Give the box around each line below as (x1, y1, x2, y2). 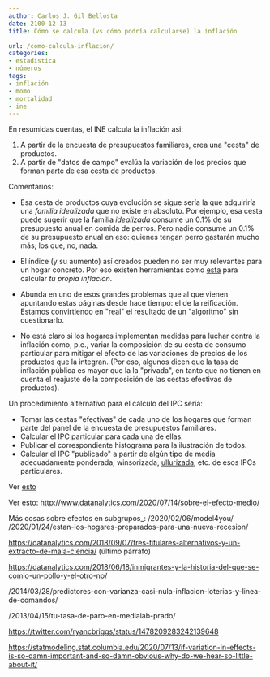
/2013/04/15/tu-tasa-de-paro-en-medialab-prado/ (8, 611, 176, 621)
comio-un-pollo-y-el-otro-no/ (8, 571, 108, 581)
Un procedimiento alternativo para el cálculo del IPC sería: (8, 399, 203, 409)
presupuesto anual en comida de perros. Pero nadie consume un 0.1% (19, 223, 255, 233)
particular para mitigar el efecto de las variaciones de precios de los (19, 349, 248, 358)
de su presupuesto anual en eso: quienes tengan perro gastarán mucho (19, 232, 259, 242)
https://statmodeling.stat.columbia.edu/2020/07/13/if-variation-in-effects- (8, 643, 257, 653)
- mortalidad (8, 94, 53, 102)
